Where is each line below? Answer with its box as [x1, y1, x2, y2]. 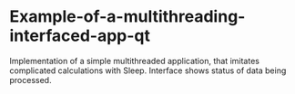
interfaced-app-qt [9, 25, 150, 46]
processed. [9, 74, 52, 85]
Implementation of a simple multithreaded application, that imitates [9, 55, 259, 66]
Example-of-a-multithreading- [9, 6, 246, 27]
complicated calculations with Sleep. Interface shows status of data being [9, 65, 287, 76]
